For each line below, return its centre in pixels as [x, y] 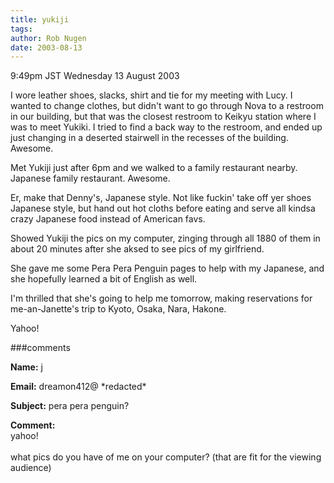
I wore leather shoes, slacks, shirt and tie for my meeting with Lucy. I [151, 95]
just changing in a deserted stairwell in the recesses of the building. [149, 138]
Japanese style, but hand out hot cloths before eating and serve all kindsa [163, 208]
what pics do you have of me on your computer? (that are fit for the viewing [166, 457]
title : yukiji [40, 19]
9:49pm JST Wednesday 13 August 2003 [95, 76]
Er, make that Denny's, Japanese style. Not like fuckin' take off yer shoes [161, 198]
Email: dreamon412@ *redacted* [78, 387]
